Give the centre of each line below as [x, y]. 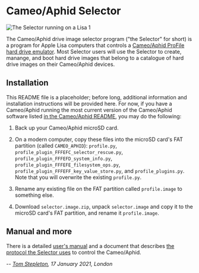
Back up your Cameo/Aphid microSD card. [67, 128]
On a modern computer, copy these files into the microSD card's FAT [99, 139]
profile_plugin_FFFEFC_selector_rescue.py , [69, 152]
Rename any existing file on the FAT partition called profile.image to [99, 189]
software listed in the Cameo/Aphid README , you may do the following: [94, 116]
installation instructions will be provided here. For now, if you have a [89, 103]
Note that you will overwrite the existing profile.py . [78, 177]
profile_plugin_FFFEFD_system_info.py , [64, 158]
